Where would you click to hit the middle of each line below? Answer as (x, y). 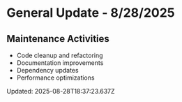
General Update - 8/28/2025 (91, 13)
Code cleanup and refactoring (60, 55)
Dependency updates (47, 70)
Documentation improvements (60, 63)
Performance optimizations (55, 78)
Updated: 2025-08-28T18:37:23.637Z (61, 91)
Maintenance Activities (58, 39)
